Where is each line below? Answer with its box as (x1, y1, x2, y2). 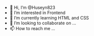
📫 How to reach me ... (9, 26, 55, 31)
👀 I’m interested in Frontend (9, 10, 66, 16)
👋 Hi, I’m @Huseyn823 (9, 5, 55, 10)
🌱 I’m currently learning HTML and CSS (9, 15, 89, 20)
